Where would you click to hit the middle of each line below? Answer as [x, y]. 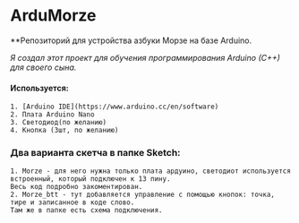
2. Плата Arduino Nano [52, 115]
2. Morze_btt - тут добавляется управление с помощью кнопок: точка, [143, 195]
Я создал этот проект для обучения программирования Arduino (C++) [145, 57]
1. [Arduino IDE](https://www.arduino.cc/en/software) [115, 107]
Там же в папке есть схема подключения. [87, 210]
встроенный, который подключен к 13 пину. [90, 179]
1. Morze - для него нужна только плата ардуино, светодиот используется [151, 171]
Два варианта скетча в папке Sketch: [96, 153]
